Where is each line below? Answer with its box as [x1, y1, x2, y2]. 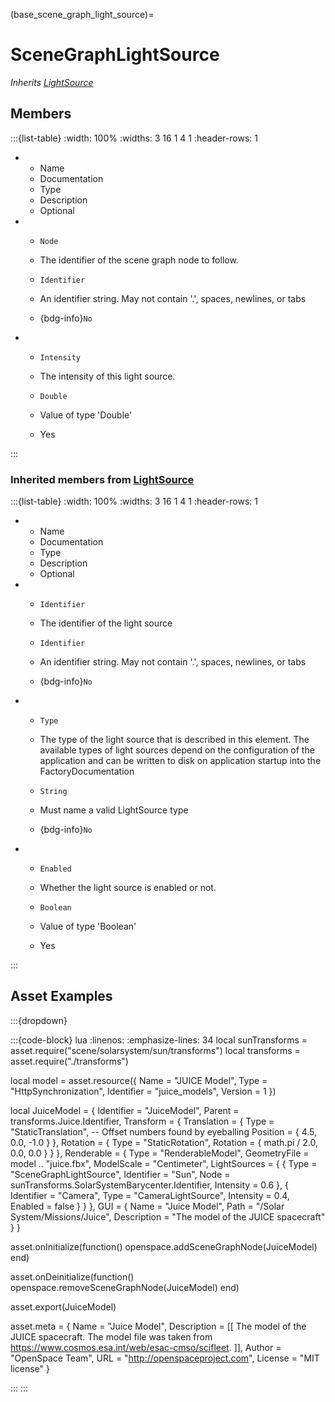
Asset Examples [10, 988, 113, 1005]
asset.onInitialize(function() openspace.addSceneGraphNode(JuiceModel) [10, 1240, 318, 1253]
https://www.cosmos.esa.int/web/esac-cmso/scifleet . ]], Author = [10, 1341, 282, 1353]
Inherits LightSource [10, 76, 94, 88]
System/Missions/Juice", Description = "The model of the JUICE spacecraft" [10, 1210, 326, 1223]
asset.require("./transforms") [10, 1055, 129, 1067]
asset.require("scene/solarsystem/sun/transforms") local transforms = [10, 1044, 301, 1056]
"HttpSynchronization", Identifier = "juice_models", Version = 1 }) [10, 1085, 277, 1097]
